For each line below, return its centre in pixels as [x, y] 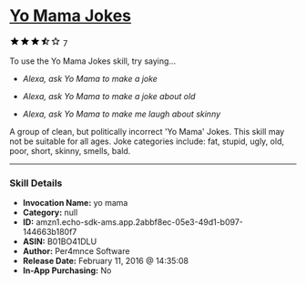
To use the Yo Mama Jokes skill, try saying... [92, 61]
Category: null [50, 213]
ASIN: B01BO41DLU [60, 241]
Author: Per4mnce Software [76, 251]
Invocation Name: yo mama [75, 203]
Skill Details [36, 183]
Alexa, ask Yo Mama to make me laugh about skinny [122, 114]
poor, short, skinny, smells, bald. [70, 150]
